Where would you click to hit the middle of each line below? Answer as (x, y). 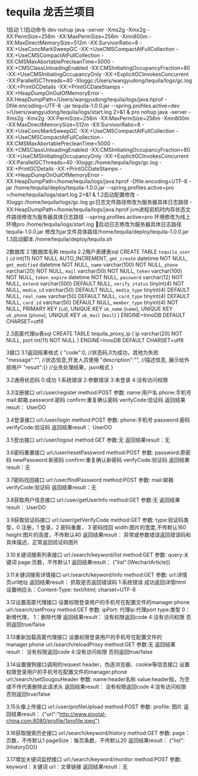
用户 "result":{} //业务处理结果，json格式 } (62, 367)
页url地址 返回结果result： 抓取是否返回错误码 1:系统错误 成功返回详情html (96, 582)
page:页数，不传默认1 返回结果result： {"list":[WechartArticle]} (94, 562)
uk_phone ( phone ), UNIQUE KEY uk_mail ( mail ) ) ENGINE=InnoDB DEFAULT (96, 315)
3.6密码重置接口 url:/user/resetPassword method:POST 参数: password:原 (96, 452)
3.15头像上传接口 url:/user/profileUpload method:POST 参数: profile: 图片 (94, 707)
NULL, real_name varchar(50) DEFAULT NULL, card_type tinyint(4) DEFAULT (98, 296)
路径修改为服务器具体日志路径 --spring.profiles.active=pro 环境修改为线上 (101, 216)
